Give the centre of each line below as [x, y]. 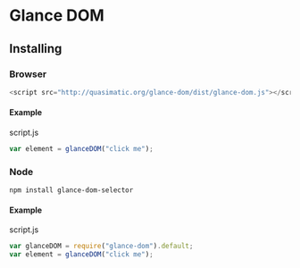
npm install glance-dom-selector [71, 190]
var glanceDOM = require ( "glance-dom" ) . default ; [101, 247]
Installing [36, 49]
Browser [28, 74]
